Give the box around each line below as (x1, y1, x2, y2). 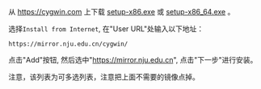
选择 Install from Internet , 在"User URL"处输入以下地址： (8, 24, 204, 34)
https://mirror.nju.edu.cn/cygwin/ (8, 40, 128, 48)
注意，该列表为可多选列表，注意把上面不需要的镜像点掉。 (8, 72, 200, 82)
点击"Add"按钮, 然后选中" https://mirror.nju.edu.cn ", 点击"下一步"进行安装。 (8, 55, 258, 64)
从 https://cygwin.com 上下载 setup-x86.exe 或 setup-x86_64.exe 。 (8, 7, 235, 16)
